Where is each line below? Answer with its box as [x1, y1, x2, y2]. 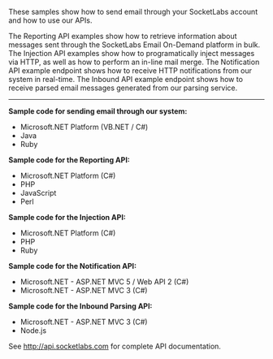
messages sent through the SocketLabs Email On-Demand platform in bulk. [8, 40, 261, 50]
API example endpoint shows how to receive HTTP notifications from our [8, 66, 253, 76]
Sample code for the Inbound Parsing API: [8, 301, 153, 311]
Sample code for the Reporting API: [8, 155, 130, 165]
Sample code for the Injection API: [8, 213, 126, 222]
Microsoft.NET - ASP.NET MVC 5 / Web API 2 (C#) [19, 277, 189, 287]
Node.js [19, 326, 47, 335]
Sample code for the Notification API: [8, 262, 136, 270]
